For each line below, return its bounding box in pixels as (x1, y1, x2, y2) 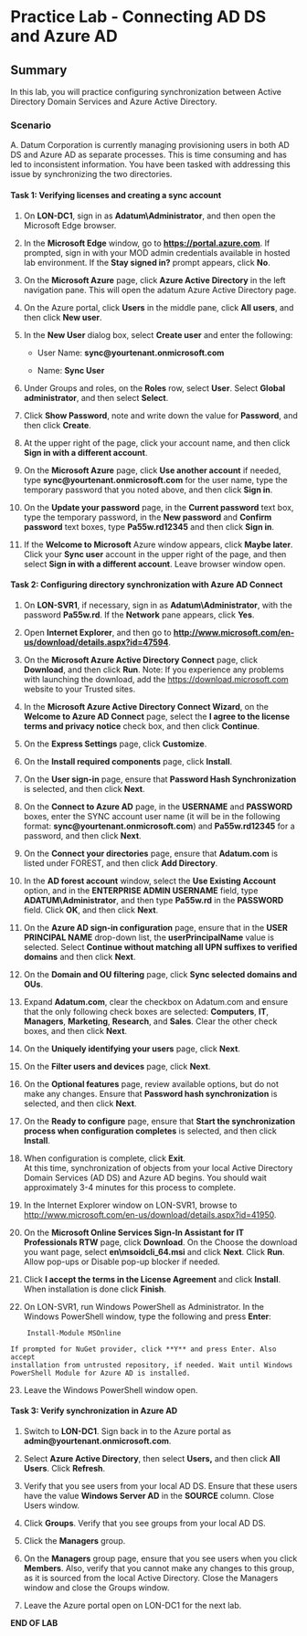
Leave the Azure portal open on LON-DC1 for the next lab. (23, 1599, 242, 1610)
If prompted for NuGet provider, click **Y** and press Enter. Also (10, 1345, 277, 1354)
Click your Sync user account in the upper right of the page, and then (23, 548, 287, 559)
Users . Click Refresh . (23, 1462, 106, 1473)
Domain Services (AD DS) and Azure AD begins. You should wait (23, 1172, 268, 1183)
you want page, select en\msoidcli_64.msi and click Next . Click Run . (23, 1246, 286, 1257)
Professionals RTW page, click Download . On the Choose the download (23, 1236, 298, 1248)
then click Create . (23, 419, 92, 430)
